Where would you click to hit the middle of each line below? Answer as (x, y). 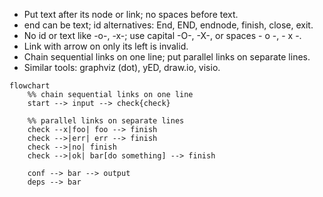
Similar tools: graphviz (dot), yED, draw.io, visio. (122, 67)
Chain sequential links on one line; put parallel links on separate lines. (167, 57)
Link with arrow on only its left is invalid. (106, 46)
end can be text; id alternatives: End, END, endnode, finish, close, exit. (168, 25)
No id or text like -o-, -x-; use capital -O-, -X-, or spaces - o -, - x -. (162, 35)
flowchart (30, 86)
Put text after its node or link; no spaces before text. (131, 14)
